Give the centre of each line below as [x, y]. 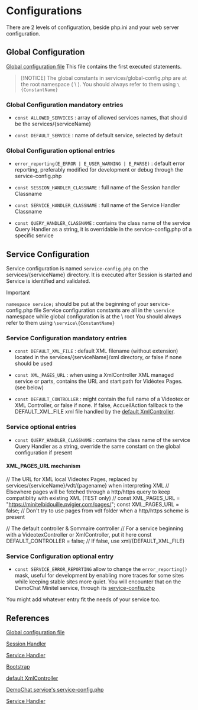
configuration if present [43, 452]
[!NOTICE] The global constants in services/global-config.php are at [104, 78]
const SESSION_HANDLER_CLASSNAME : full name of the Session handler [97, 188]
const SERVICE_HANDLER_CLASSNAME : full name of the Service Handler [97, 205]
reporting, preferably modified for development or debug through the [99, 170]
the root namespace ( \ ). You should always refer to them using [98, 84]
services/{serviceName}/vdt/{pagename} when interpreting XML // [88, 485]
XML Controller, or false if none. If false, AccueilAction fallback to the [99, 405]
